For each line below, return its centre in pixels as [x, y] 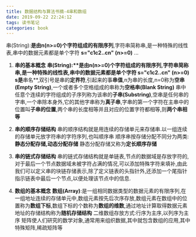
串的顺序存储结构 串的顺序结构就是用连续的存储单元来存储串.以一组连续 [101, 129]
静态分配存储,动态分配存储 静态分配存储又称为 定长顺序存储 [86, 144]
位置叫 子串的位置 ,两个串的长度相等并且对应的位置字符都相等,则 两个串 [98, 109]
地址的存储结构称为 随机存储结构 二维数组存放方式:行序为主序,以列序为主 [102, 213]
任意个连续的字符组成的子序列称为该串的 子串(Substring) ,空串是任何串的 [102, 95]
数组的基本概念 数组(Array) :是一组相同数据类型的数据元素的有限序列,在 [100, 191]
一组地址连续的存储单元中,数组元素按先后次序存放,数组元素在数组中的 [98, 198]
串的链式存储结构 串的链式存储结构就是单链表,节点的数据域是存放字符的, [102, 156]
